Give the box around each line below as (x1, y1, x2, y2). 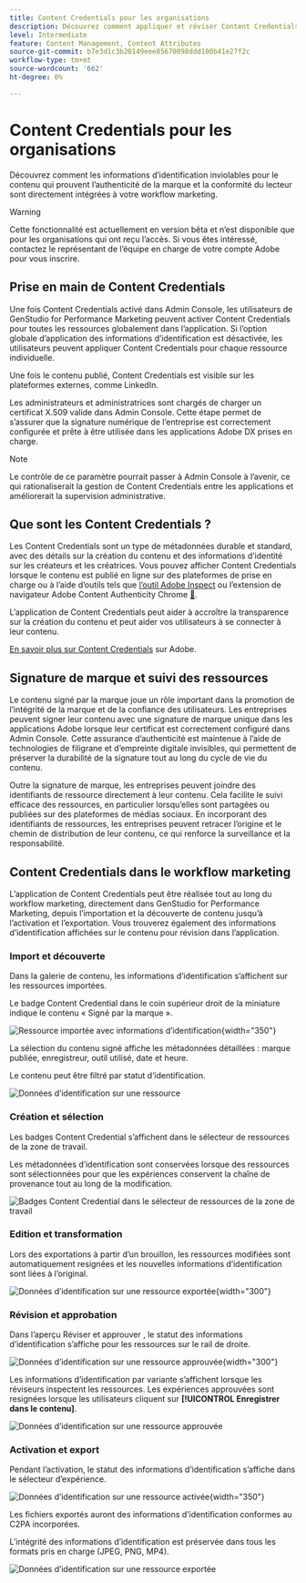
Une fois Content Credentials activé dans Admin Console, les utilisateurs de (9, 303, 293, 314)
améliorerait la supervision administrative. (9, 490, 167, 501)
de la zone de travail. (9, 1140, 88, 1152)
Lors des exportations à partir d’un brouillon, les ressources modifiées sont (9, 1249, 291, 1260)
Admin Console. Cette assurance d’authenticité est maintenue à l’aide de (9, 733, 281, 744)
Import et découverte (9, 949, 107, 962)
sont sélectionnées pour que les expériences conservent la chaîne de (9, 1168, 270, 1180)
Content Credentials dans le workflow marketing (9, 864, 291, 880)
